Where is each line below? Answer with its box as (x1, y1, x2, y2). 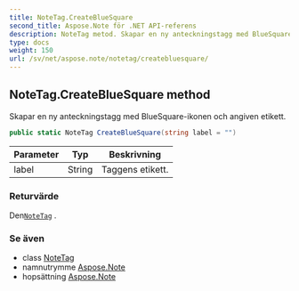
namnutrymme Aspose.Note (21, 262, 126, 272)
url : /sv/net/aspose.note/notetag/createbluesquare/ (9, 54, 209, 63)
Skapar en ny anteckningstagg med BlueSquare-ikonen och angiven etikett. (9, 110, 287, 121)
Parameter (13, 148, 60, 160)
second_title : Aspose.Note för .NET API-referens (9, 21, 198, 30)
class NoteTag (21, 253, 75, 263)
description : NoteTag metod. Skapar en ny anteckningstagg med (9, 29, 249, 38)
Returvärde (9, 190, 60, 202)
